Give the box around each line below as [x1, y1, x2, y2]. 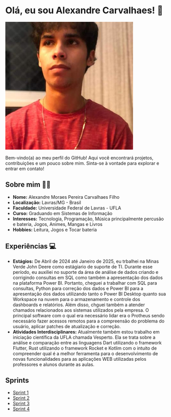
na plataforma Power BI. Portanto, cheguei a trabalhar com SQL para [12, 280, 157, 286]
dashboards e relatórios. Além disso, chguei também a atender [12, 302, 145, 308]
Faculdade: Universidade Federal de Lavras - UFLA [12, 204, 121, 211]
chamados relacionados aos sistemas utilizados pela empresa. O [12, 307, 149, 313]
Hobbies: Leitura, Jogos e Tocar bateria [12, 226, 97, 233]
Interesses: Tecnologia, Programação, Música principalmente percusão [12, 216, 164, 222]
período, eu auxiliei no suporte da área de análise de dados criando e [12, 269, 159, 275]
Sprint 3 [12, 401, 30, 407]
